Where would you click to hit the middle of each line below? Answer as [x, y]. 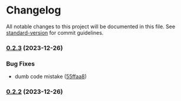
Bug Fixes [21, 63]
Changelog [34, 10]
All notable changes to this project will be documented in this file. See [91, 26]
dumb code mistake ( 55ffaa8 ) [51, 76]
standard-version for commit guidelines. [55, 32]
